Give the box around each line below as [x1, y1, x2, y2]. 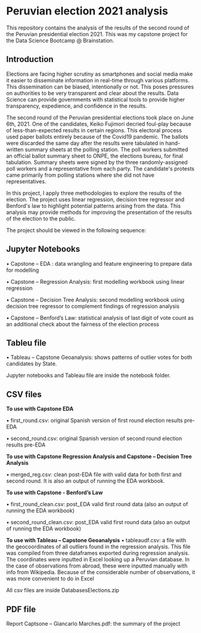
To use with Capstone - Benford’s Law [6, 489, 103, 497]
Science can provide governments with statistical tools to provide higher [6, 96, 185, 103]
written [6, 145, 24, 153]
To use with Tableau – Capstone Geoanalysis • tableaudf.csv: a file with [6, 537, 187, 544]
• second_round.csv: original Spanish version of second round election [6, 435, 182, 442]
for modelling [6, 266, 39, 274]
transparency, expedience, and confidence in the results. [6, 102, 147, 109]
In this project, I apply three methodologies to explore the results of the [6, 189, 182, 197]
